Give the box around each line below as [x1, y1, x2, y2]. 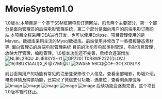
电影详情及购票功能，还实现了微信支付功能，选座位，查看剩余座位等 [5, 76, 141, 83]
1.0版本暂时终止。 [5, 88, 41, 95]
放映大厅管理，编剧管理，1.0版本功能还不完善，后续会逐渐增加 [5, 50, 130, 56]
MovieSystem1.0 [5, 3, 74, 14]
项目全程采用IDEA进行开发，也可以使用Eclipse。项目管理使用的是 [15, 32, 146, 38]
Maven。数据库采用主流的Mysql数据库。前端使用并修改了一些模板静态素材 [5, 38, 154, 44]
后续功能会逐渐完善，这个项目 [96, 83, 156, 88]
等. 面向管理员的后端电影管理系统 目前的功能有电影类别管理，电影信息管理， [5, 44, 158, 50]
